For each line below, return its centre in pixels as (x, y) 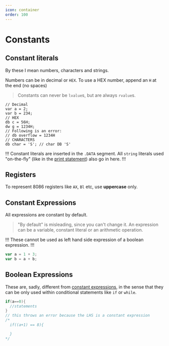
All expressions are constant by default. (46, 215)
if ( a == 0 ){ (16, 301)
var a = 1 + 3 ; (21, 254)
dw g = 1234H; (20, 127)
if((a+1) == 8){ (27, 325)
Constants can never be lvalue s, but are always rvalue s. (77, 95)
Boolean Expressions (39, 275)
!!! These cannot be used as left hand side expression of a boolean (74, 240)
